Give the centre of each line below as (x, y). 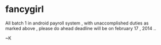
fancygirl (25, 9)
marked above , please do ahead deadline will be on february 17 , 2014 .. (81, 28)
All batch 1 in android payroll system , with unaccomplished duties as (77, 23)
